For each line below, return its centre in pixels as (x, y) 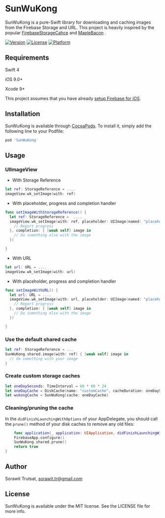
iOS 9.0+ (14, 79)
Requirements (27, 58)
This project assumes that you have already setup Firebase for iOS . (73, 98)
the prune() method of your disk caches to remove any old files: (70, 424)
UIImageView (21, 169)
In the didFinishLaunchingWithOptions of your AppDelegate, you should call (82, 419)
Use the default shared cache (41, 339)
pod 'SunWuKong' (22, 140)
